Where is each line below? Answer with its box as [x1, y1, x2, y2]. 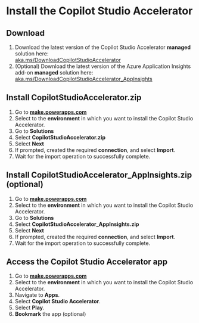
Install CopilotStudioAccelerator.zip [6, 92, 142, 103]
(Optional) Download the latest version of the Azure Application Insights [14, 63, 191, 70]
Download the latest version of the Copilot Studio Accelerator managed [14, 44, 191, 51]
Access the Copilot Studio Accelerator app [6, 257, 168, 267]
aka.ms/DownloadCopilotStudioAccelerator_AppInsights [14, 76, 153, 82]
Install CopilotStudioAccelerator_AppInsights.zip [6, 170, 192, 180]
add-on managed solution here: [14, 69, 94, 76]
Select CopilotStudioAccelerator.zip [14, 133, 106, 141]
